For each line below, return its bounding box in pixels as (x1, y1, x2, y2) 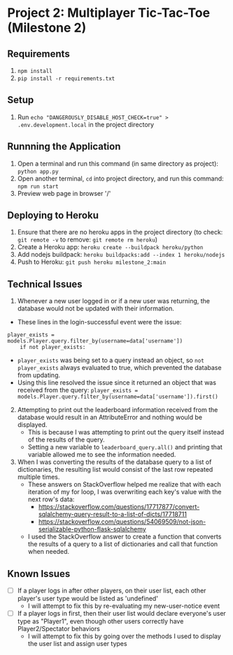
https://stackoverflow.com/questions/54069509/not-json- (38, 517, 206, 526)
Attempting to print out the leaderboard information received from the (17, 406, 218, 414)
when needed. (27, 548, 70, 556)
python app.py (17, 168, 59, 175)
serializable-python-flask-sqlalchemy (38, 525, 147, 534)
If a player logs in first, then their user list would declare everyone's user (17, 609, 226, 618)
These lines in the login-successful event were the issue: (17, 318, 182, 326)
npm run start (17, 183, 59, 190)
